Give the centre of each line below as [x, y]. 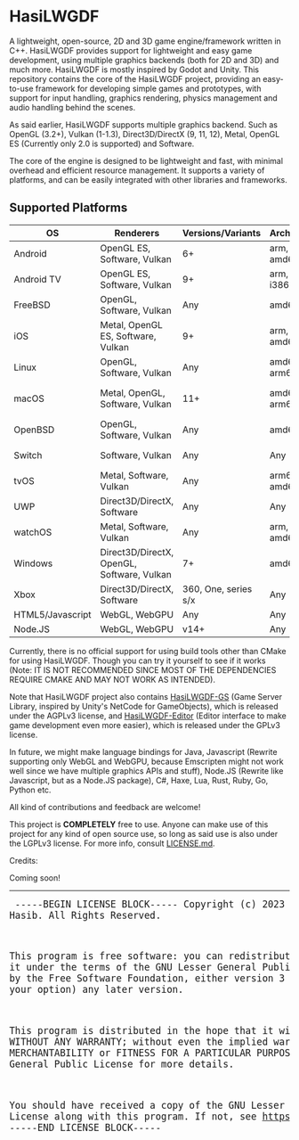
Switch [28, 455]
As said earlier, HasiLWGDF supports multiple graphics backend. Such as [144, 124]
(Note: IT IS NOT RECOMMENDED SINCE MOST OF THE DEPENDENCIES [143, 669]
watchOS [33, 532]
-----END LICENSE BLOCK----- [85, 1128]
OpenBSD [34, 430]
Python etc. [30, 790]
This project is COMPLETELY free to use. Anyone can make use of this [139, 824]
